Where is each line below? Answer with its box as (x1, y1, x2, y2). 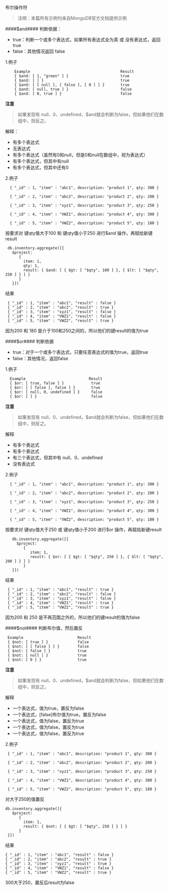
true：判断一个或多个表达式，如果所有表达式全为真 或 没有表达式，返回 (12, 37, 160, 42)
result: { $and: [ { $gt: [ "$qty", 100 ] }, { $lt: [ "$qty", (23, 268, 159, 273)
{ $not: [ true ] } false (7, 639, 89, 645)
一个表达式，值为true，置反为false (12, 705, 84, 711)
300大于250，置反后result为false (5, 879, 75, 885)
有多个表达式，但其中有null (12, 158, 69, 164)
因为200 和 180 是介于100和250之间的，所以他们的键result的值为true (5, 328, 149, 333)
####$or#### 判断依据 (5, 338, 54, 344)
